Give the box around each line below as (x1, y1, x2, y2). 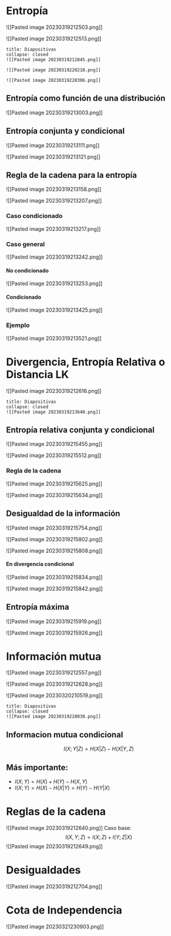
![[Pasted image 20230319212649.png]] (6, 843, 103, 850)
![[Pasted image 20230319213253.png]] (6, 280, 103, 287)
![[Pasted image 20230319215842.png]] (6, 585, 103, 592)
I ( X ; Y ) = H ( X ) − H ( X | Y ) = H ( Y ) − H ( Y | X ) (14, 785, 110, 792)
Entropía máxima (6, 602, 69, 612)
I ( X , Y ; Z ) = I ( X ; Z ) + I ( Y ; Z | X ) (65, 834, 132, 841)
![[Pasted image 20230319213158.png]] (6, 186, 102, 193)
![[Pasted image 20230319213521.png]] (6, 335, 102, 342)
